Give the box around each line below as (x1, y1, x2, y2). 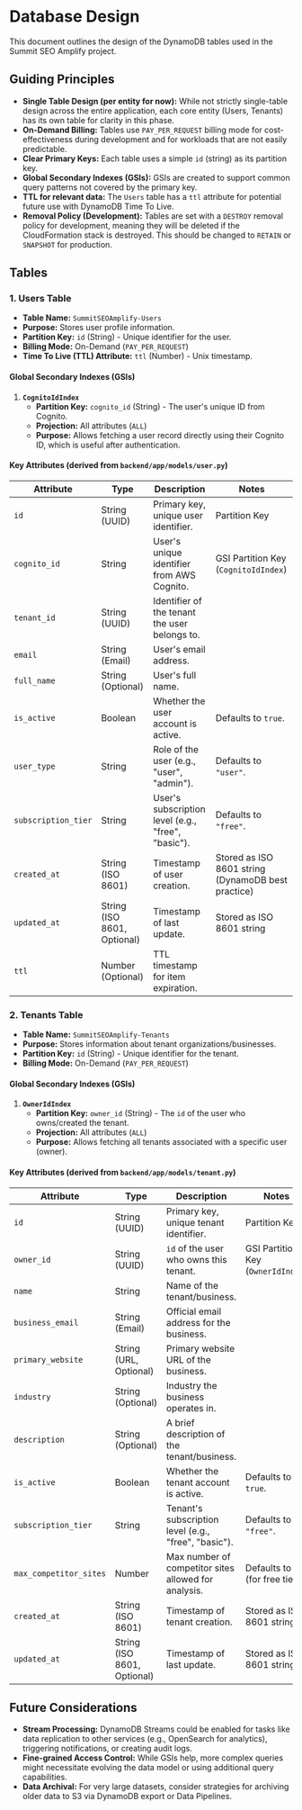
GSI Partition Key (215, 552, 287, 564)
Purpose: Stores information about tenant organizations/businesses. (22, 1039, 277, 1049)
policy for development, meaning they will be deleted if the (22, 220, 240, 230)
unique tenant (165, 1216, 225, 1229)
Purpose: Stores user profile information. (22, 322, 175, 333)
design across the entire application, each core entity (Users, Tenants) (22, 105, 284, 116)
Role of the (152, 743, 200, 755)
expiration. (152, 981, 198, 994)
